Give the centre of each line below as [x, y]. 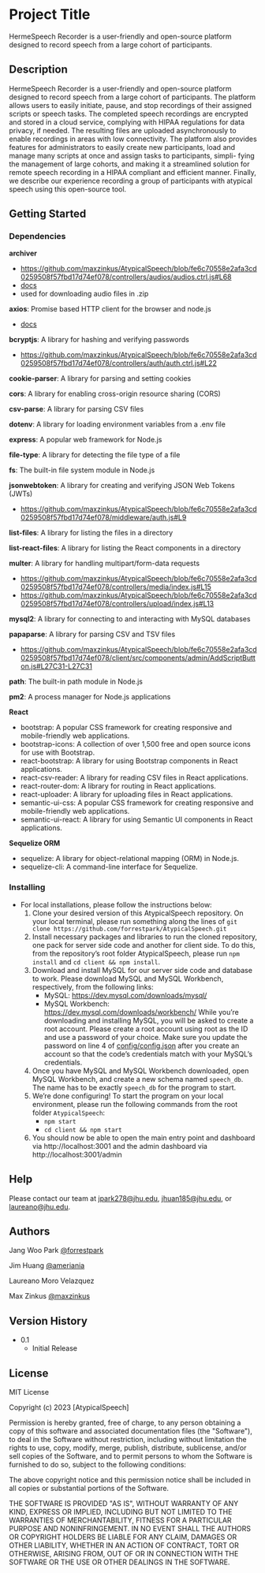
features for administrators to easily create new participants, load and [122, 147]
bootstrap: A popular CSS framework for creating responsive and [126, 728]
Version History [48, 1321]
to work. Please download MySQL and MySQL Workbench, [128, 978]
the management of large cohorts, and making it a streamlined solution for [129, 164]
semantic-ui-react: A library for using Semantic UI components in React [136, 820]
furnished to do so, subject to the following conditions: [97, 1464]
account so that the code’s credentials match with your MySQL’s [148, 1053]
